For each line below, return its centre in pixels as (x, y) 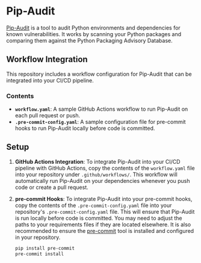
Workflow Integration (47, 59)
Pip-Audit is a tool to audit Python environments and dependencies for (93, 28)
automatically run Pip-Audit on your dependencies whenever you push (103, 181)
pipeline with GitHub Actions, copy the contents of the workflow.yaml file (105, 168)
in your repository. (38, 237)
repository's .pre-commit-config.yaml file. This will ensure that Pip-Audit (105, 211)
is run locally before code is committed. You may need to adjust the (98, 218)
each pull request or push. (48, 116)
